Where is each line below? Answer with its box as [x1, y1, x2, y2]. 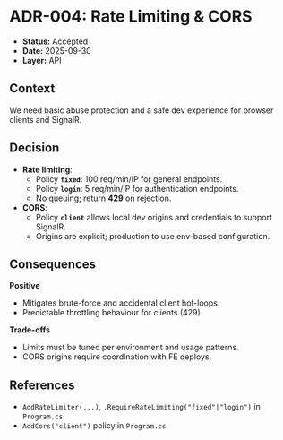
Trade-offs [9, 324, 51, 335]
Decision [9, 141, 60, 156]
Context [9, 81, 56, 96]
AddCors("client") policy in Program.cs [21, 420, 167, 431]
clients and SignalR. [9, 114, 82, 125]
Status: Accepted [21, 36, 89, 47]
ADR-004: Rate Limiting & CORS [9, 6, 253, 27]
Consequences [9, 256, 97, 272]
